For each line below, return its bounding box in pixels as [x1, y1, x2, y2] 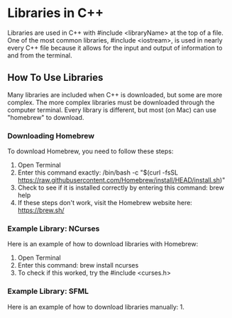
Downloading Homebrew [7, 131, 94, 141]
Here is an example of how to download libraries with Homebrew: [7, 240, 199, 248]
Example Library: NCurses [7, 224, 100, 234]
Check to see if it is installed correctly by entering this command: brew [17, 183, 225, 192]
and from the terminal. [7, 51, 72, 60]
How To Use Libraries [7, 72, 104, 84]
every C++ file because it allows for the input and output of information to [7, 43, 223, 52]
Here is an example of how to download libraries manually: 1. [7, 302, 184, 311]
